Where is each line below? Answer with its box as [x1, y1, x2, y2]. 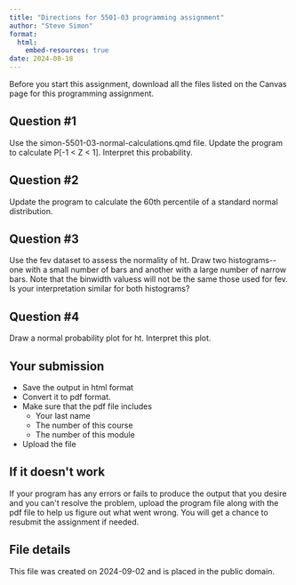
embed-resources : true [25, 46, 109, 55]
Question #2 [9, 172, 79, 188]
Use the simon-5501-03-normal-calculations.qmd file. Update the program [9, 137, 283, 148]
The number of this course [35, 420, 133, 431]
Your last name [35, 411, 91, 421]
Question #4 [9, 309, 80, 325]
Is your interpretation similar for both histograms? [9, 284, 190, 294]
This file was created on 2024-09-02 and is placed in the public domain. [9, 565, 276, 576]
